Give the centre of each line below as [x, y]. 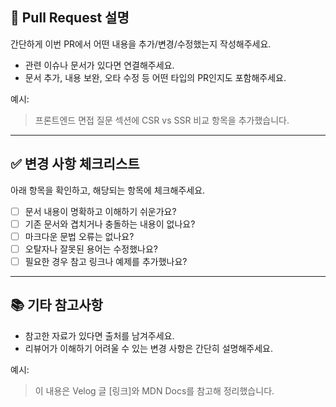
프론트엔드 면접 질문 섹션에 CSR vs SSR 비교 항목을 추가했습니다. [162, 120]
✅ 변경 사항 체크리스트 [75, 164]
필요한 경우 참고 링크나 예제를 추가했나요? [106, 261]
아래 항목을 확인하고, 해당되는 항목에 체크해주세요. [108, 190]
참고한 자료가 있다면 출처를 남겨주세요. [99, 335]
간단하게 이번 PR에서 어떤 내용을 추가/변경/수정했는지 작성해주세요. [141, 44]
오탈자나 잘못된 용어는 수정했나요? [91, 249]
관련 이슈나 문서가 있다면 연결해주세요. [99, 65]
